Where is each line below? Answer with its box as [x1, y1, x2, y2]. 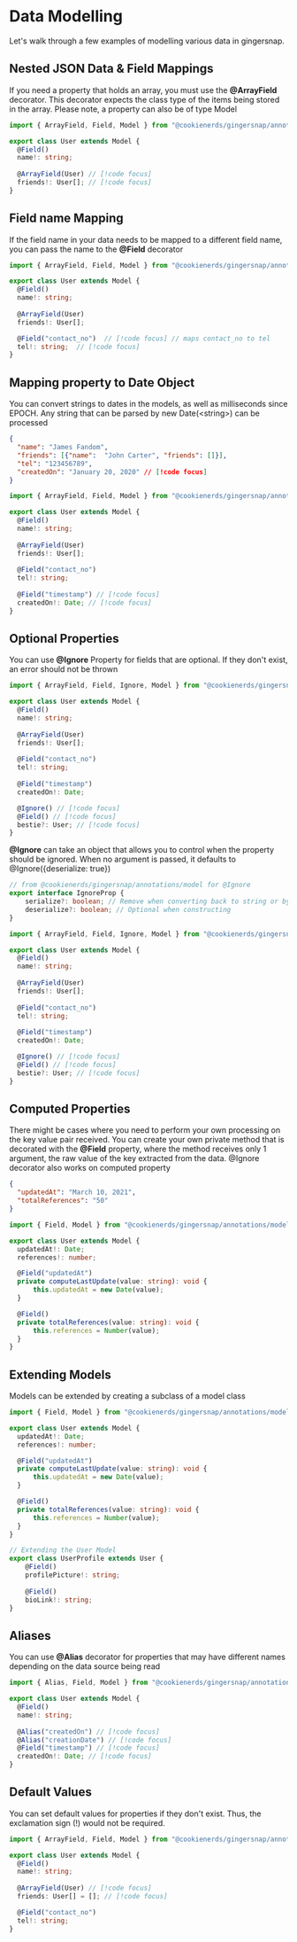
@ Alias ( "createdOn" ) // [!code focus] [17, 1727, 161, 1736]
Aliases [9, 1628, 51, 1643]
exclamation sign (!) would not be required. [9, 1817, 165, 1828]
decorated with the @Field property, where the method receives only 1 [9, 1143, 267, 1154]
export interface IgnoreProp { [9, 889, 125, 898]
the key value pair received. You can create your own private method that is [9, 1135, 285, 1145]
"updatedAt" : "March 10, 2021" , [17, 1188, 137, 1197]
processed [9, 417, 49, 428]
